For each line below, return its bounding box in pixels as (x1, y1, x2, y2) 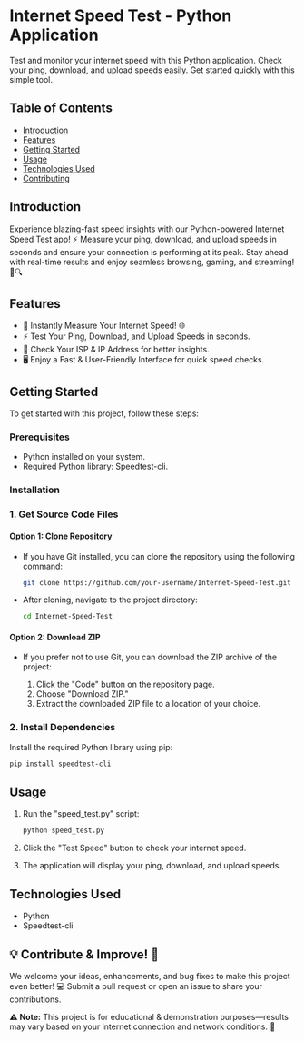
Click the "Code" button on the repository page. (35, 679, 215, 690)
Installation (9, 483, 61, 496)
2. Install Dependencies (9, 721, 116, 734)
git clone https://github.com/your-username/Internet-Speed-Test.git (22, 578, 292, 587)
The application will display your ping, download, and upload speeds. (22, 860, 282, 871)
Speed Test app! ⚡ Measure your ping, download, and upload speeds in (9, 233, 277, 244)
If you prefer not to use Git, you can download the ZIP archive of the (22, 651, 278, 663)
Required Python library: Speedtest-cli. (22, 461, 169, 472)
